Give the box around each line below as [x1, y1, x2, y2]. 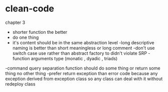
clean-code [5, 3, 54, 14]
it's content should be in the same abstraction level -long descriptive [12, 39, 154, 45]
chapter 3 [5, 19, 26, 25]
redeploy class [5, 81, 36, 87]
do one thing [12, 34, 39, 40]
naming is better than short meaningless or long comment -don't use [12, 45, 155, 51]
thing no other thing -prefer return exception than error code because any [5, 70, 158, 76]
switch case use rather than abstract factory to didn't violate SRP [12, 50, 147, 56]
